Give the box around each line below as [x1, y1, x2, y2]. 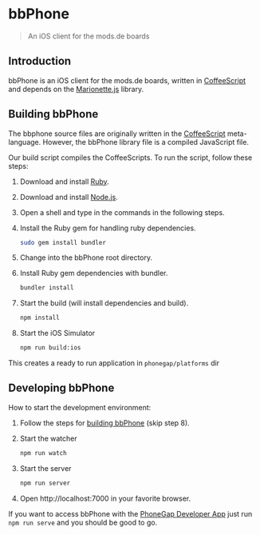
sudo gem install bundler [19, 238, 106, 246]
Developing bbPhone [8, 381, 115, 395]
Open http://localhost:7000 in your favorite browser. [19, 493, 191, 503]
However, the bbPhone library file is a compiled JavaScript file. [42, 137, 250, 146]
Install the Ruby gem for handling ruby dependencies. [19, 223, 197, 233]
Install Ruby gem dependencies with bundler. [19, 269, 168, 278]
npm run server [19, 479, 71, 487]
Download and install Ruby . [19, 177, 109, 186]
